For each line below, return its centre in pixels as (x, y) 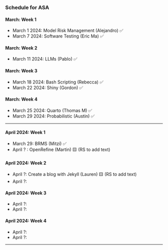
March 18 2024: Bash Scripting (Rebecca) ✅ (58, 82)
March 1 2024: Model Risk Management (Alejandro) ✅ (68, 30)
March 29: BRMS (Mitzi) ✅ (39, 143)
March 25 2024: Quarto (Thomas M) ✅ (52, 110)
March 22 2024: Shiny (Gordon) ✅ (48, 87)
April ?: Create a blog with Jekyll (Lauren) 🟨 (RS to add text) (74, 174)
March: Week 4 (21, 99)
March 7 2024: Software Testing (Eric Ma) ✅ (58, 36)
